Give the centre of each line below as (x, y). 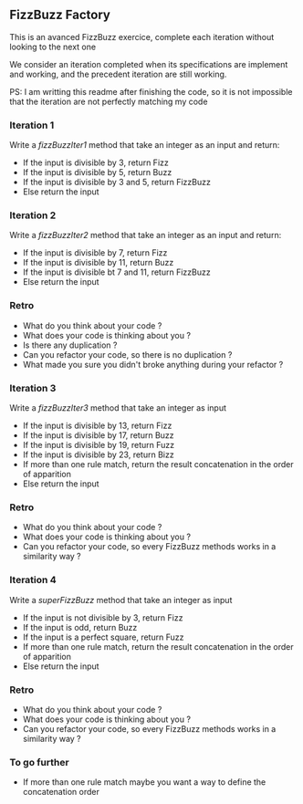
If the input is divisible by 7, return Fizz (95, 253)
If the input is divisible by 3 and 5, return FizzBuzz (117, 183)
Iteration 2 (33, 215)
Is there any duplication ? (70, 345)
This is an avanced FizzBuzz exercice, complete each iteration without (142, 37)
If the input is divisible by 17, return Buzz (99, 435)
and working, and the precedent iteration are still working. (118, 74)
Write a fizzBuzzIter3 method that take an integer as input (118, 408)
